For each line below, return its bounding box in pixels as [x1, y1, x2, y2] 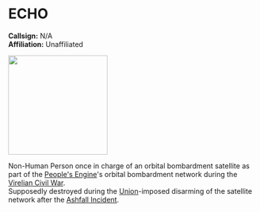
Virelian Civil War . [8, 178, 66, 187]
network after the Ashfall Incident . [8, 195, 120, 204]
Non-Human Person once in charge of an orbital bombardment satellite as [8, 160, 250, 171]
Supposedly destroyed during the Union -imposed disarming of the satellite [8, 186, 252, 195]
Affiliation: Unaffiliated [8, 39, 83, 48]
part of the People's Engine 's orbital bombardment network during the [8, 169, 238, 179]
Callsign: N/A [8, 31, 53, 40]
